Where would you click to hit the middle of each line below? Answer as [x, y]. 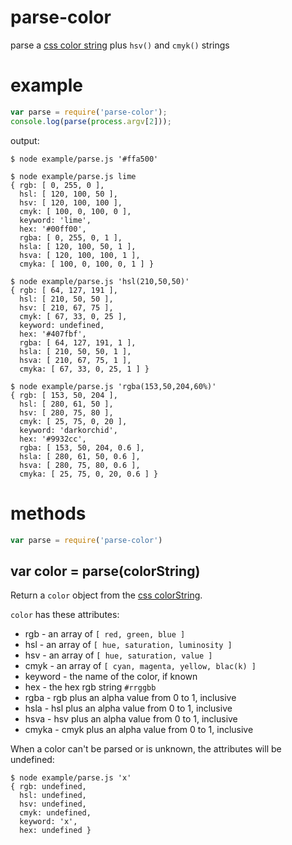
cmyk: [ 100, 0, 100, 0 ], [75, 211]
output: [25, 140]
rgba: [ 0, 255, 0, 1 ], [71, 237]
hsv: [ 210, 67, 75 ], [66, 307]
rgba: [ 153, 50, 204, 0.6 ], [82, 447]
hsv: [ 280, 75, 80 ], [66, 412]
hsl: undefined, [53, 796]
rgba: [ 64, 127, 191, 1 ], [78, 342]
